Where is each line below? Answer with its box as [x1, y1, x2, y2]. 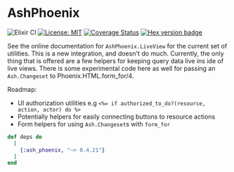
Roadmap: [7, 85, 37, 93]
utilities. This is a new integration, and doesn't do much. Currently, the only [7, 49, 224, 58]
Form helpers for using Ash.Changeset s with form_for [17, 119, 171, 128]
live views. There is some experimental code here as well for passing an [7, 64, 216, 72]
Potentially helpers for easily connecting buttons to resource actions [17, 112, 216, 121]
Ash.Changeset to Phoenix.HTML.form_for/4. [7, 72, 134, 80]
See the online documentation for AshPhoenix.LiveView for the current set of [7, 41, 228, 50]
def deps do [7, 133, 42, 140]
